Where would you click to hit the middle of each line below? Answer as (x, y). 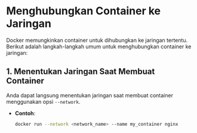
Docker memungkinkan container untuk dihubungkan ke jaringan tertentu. (97, 40)
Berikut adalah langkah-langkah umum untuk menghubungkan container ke (99, 47)
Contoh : (25, 113)
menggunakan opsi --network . (43, 101)
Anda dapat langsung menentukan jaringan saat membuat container (90, 95)
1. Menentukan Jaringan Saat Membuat (81, 72)
